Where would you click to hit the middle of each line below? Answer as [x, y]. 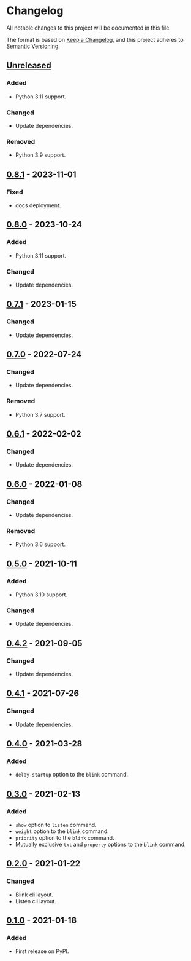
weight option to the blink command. [62, 831]
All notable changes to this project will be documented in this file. [89, 28]
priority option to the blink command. [65, 837]
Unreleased [29, 65]
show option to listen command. [56, 825]
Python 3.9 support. [40, 155]
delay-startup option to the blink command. [72, 775]
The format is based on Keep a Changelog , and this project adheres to [95, 39]
